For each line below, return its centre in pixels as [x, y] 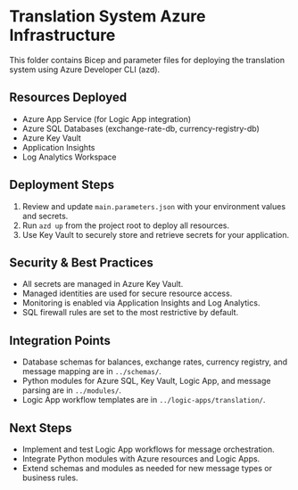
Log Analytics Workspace [70, 157]
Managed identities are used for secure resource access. [127, 294]
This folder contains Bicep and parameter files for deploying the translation [147, 60]
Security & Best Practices [82, 262]
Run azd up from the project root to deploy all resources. [126, 225]
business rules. [50, 478]
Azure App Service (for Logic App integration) [107, 118]
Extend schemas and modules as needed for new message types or [147, 468]
